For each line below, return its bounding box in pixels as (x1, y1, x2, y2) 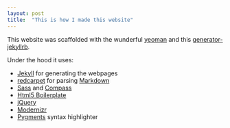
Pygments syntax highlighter (16, 112, 98, 120)
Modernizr (16, 105, 47, 114)
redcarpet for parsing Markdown (16, 76, 110, 84)
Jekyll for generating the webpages (16, 69, 118, 77)
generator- (192, 35, 223, 43)
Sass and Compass (16, 84, 72, 92)
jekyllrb (7, 42, 29, 51)
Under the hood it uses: (7, 55, 74, 64)
